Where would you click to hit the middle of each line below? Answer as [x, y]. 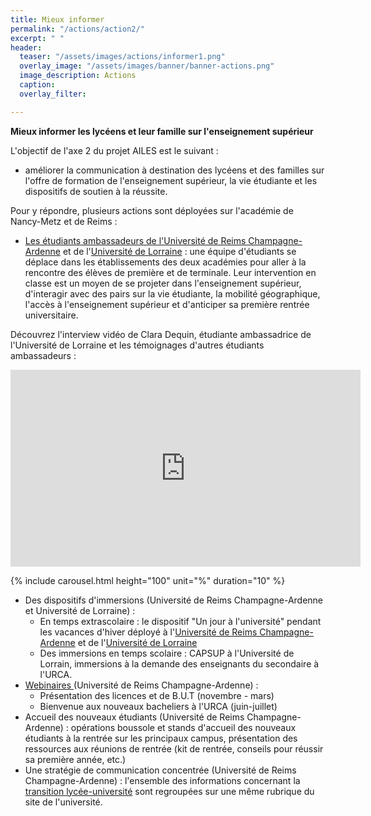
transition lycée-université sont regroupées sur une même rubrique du [169, 791]
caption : [37, 85]
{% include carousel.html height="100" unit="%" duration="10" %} [148, 580]
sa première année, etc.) [75, 759]
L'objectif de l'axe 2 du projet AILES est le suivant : [114, 150]
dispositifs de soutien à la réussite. [96, 191]
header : [26, 47]
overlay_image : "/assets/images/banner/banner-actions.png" [147, 66]
